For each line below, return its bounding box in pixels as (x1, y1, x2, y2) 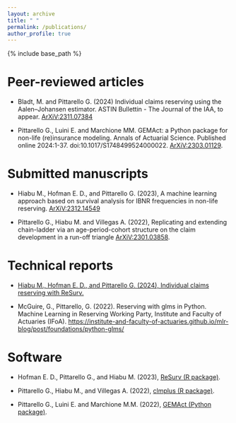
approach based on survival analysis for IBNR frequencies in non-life (17, 197, 218, 205)
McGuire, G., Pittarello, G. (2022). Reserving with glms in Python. (17, 302, 207, 311)
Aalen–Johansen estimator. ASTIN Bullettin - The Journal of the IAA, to (17, 105, 224, 114)
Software (7, 350, 62, 366)
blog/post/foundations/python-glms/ (17, 325, 124, 333)
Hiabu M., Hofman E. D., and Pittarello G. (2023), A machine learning (17, 189, 217, 198)
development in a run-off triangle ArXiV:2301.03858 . (17, 233, 170, 242)
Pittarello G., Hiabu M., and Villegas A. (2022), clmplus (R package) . (17, 386, 215, 395)
